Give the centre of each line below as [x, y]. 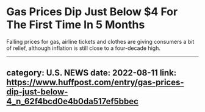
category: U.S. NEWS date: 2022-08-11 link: [92, 73]
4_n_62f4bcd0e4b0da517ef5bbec [73, 101]
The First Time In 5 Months [76, 25]
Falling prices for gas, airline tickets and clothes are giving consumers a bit [100, 41]
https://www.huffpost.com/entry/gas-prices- [95, 82]
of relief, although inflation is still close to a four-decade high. [83, 48]
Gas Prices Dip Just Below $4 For [92, 12]
